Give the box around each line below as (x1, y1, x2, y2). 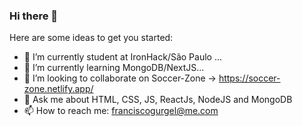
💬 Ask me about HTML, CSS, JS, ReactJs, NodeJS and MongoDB (23, 94, 293, 106)
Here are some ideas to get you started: (9, 32, 174, 44)
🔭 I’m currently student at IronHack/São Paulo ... (23, 51, 223, 63)
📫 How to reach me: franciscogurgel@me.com (23, 105, 219, 117)
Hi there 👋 (9, 9, 59, 23)
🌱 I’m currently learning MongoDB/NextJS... (23, 62, 205, 74)
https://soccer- (218, 72, 281, 84)
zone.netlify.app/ (23, 83, 94, 95)
